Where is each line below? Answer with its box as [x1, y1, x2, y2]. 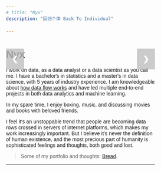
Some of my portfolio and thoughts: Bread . [20, 153, 118, 160]
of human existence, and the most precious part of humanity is [6, 136, 149, 143]
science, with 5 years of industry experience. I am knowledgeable [6, 78, 155, 85]
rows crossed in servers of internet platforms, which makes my [6, 124, 149, 131]
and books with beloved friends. [6, 107, 79, 114]
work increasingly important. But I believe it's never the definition [6, 130, 153, 137]
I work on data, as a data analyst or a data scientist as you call [6, 67, 149, 74]
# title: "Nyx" [6, 9, 44, 15]
